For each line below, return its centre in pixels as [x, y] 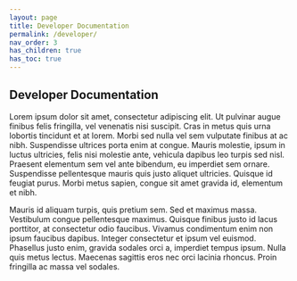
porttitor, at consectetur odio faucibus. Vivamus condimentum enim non [141, 228]
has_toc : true [36, 59]
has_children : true [45, 51]
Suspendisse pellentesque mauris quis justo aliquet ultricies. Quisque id [141, 173]
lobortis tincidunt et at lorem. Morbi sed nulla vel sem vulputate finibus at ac [148, 136]
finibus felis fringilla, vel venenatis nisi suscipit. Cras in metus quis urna [140, 126]
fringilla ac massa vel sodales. [65, 266]
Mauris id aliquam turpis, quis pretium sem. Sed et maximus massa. [133, 210]
